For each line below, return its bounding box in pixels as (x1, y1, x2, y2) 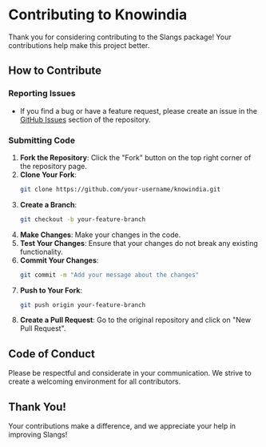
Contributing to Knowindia (8, 6, 188, 24)
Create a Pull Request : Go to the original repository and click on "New (19, 315, 252, 325)
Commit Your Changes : (19, 255, 99, 265)
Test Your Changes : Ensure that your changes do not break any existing (19, 238, 258, 248)
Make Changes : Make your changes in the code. (19, 230, 181, 240)
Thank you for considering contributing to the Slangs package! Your (8, 32, 232, 42)
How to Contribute (8, 64, 102, 78)
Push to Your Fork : (19, 285, 82, 295)
